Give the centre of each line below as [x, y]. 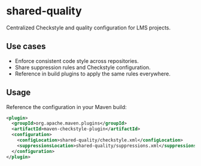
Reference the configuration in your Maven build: [66, 107]
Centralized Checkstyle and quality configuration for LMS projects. [89, 28]
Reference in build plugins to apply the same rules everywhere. [93, 74]
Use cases [26, 46]
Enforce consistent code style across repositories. [77, 61]
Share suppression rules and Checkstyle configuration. [83, 67]
